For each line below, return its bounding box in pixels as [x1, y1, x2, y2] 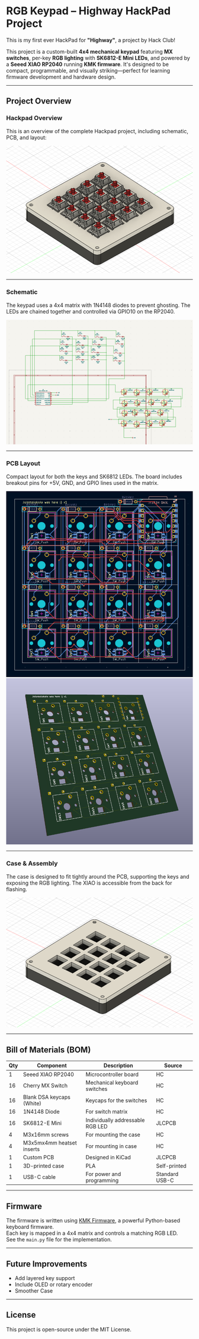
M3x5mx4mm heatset [23, 1139, 77, 1146]
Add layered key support [14, 1275, 75, 1282]
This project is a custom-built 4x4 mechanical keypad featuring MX [6, 48, 173, 55]
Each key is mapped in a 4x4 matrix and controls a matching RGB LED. [6, 1230, 178, 1237]
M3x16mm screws [23, 1131, 69, 1138]
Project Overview [6, 96, 72, 106]
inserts [23, 1146, 40, 1153]
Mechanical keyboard [85, 1078, 139, 1086]
